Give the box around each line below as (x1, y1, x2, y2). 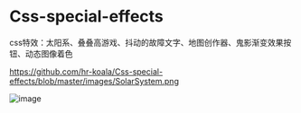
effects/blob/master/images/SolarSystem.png (9, 75, 179, 86)
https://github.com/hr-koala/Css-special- (9, 65, 164, 77)
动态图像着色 (24, 48, 73, 59)
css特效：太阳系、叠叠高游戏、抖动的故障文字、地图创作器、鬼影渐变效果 (9, 37, 284, 48)
